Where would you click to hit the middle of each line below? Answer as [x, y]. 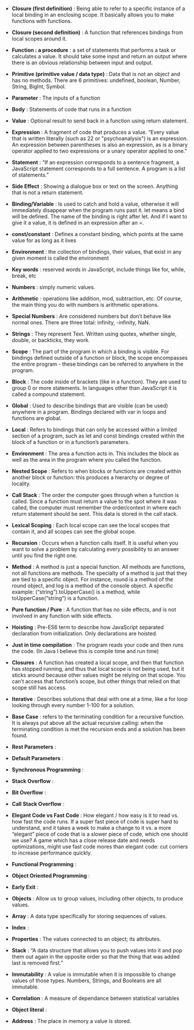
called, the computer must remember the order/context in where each [96, 508]
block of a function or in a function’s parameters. [71, 442]
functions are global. [36, 418]
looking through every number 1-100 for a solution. [73, 705]
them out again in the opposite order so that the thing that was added [96, 957]
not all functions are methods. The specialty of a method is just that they [99, 573]
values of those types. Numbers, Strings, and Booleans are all [86, 981]
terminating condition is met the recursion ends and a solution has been [98, 729]
